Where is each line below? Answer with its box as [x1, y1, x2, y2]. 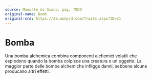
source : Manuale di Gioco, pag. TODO [5, 7, 82, 12]
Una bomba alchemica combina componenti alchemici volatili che [5, 53, 137, 59]
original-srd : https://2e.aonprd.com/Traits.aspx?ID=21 [5, 16, 121, 21]
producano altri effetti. [5, 68, 50, 74]
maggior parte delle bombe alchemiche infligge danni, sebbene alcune [5, 63, 148, 69]
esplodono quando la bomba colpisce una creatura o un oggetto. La [5, 58, 142, 64]
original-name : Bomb [5, 12, 47, 16]
